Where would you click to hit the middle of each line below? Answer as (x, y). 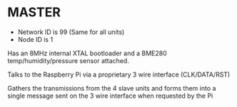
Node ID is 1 (35, 39)
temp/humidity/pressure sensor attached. (69, 60)
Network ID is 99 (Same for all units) (71, 32)
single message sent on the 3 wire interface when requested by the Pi (110, 96)
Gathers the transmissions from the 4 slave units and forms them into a (112, 88)
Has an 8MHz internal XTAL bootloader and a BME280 (87, 53)
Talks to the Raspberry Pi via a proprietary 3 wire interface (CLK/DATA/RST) (119, 74)
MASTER (34, 12)
